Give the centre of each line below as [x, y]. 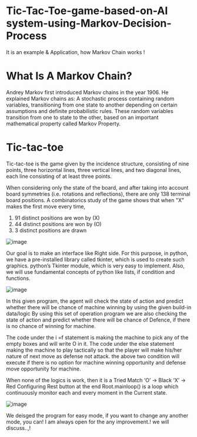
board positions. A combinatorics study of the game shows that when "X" [95, 200]
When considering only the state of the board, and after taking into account [97, 187]
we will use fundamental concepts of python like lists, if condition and [91, 272]
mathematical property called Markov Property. [63, 123]
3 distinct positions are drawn [51, 230]
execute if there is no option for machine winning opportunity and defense [96, 362]
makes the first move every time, [46, 206]
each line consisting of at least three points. [59, 176]
